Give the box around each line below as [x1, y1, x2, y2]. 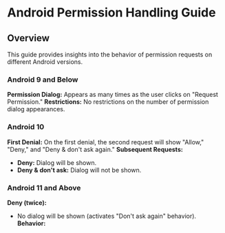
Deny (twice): [7, 198, 47, 207]
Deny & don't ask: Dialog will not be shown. [17, 166, 142, 174]
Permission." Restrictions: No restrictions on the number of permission [7, 98, 209, 106]
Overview [7, 32, 50, 44]
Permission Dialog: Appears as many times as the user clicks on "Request [7, 91, 219, 99]
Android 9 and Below [7, 74, 78, 84]
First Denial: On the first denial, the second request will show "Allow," [7, 137, 204, 146]
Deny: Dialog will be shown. [17, 158, 97, 166]
